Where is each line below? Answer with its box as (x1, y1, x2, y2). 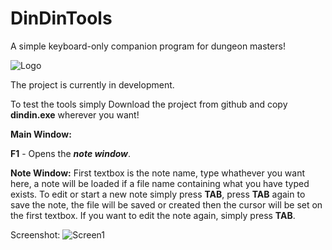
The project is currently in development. (10, 78, 175, 91)
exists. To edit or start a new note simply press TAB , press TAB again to (10, 188, 306, 200)
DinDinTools (10, 7, 113, 30)
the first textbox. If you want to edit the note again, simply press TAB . (10, 209, 296, 221)
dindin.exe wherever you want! (10, 108, 140, 121)
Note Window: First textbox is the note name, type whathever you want (10, 167, 306, 179)
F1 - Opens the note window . (10, 147, 132, 159)
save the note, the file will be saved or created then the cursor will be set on (10, 198, 323, 211)
